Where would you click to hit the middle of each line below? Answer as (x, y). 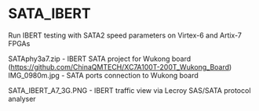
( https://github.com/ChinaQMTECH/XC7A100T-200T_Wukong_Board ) (120, 66)
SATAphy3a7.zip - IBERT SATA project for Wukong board (100, 59)
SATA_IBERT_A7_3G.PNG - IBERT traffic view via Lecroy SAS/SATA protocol (129, 90)
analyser (22, 98)
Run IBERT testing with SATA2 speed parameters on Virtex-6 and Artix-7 (125, 35)
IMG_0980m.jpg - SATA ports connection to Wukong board (103, 75)
